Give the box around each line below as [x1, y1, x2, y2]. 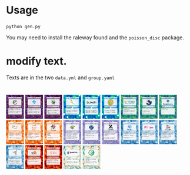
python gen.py [6, 23, 41, 29]
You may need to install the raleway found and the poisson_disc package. [6, 33, 184, 41]
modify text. [6, 55, 67, 68]
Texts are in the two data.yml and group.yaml [6, 74, 115, 81]
